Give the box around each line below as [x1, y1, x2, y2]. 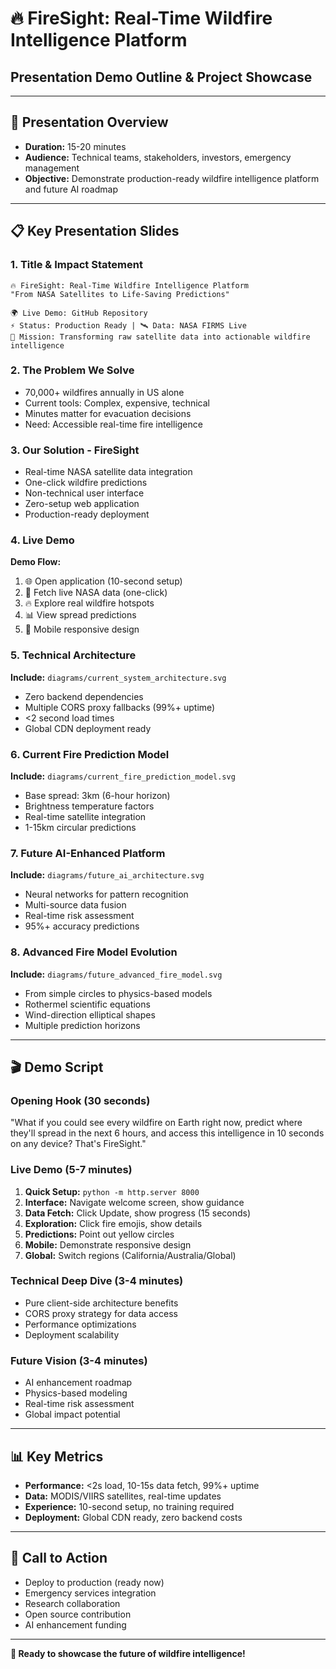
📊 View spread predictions [24, 609, 137, 621]
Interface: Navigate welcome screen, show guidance [24, 1196, 245, 1208]
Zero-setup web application [24, 498, 140, 510]
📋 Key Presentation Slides [10, 223, 180, 240]
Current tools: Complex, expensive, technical [24, 397, 211, 409]
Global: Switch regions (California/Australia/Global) [24, 1249, 237, 1261]
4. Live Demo [10, 533, 75, 547]
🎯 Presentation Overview [10, 114, 169, 131]
